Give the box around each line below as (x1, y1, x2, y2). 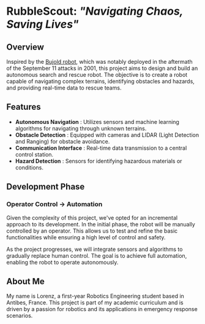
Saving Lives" (6, 17, 79, 31)
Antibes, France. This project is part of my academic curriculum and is (6, 299, 184, 306)
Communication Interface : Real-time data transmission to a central (15, 144, 187, 152)
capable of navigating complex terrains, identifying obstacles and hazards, (6, 78, 195, 85)
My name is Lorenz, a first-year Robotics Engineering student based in (6, 293, 185, 300)
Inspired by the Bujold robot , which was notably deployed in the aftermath (6, 58, 193, 65)
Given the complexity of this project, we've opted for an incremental (6, 214, 178, 222)
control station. (15, 150, 54, 158)
